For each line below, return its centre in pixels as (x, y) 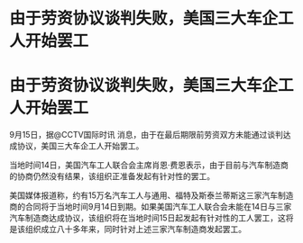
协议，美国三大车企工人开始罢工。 (80, 146)
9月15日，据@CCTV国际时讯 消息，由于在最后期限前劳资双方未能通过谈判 (147, 135)
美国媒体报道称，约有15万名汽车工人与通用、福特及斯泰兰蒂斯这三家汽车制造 (151, 195)
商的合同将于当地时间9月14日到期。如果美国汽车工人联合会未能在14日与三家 (151, 207)
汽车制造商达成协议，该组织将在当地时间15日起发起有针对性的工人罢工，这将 (151, 218)
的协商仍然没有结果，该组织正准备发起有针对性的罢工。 (112, 176)
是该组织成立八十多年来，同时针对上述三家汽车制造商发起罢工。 (128, 229)
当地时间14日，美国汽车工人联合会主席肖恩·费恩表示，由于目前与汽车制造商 (149, 165)
